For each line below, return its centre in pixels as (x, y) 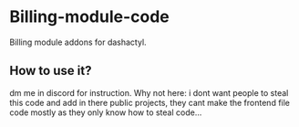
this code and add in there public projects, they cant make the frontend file (149, 102)
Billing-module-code (90, 17)
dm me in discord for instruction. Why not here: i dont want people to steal (149, 92)
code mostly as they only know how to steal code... (106, 112)
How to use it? (51, 71)
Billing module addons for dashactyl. (78, 42)
